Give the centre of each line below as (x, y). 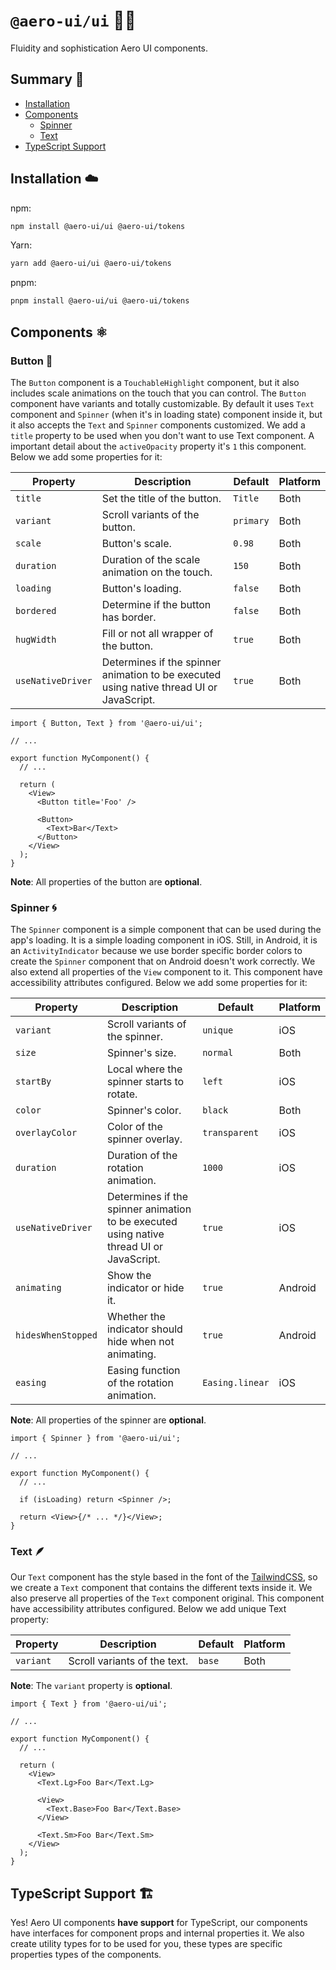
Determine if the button (156, 604)
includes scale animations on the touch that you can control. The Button (158, 393)
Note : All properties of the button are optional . (106, 881)
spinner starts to (145, 1082)
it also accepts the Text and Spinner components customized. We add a (158, 425)
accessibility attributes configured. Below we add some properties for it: (159, 983)
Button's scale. (136, 543)
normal (218, 1053)
